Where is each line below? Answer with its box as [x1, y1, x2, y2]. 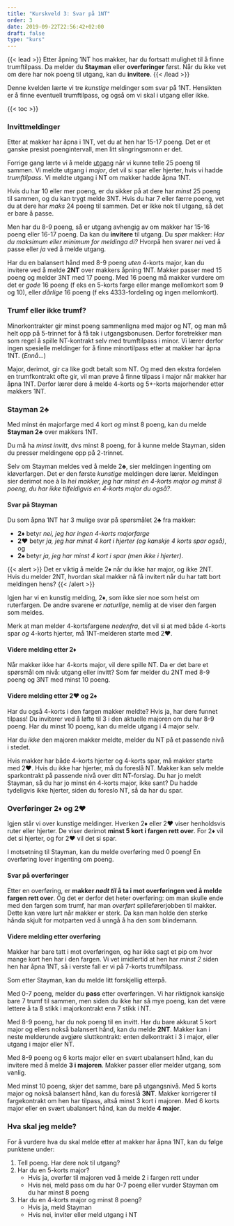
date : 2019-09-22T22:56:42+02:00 [7, 23, 104, 30]
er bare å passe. [7, 209, 54, 218]
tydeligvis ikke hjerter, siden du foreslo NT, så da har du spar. [7, 786, 183, 794]
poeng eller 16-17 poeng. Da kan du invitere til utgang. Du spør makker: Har [7, 230, 225, 239]
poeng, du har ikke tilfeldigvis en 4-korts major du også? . [7, 484, 172, 493]
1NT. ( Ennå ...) [7, 351, 47, 359]
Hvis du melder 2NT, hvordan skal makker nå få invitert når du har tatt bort [7, 573, 221, 581]
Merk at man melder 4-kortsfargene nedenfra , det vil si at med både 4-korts [7, 622, 226, 630]
